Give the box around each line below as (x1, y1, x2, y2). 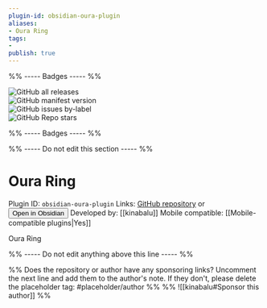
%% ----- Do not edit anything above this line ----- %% (8, 249, 194, 259)
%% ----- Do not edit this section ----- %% (8, 144, 154, 153)
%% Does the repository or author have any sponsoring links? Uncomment (8, 264, 257, 274)
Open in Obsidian (12, 209, 64, 218)
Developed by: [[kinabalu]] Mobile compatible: (69, 207, 224, 218)
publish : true (8, 49, 56, 57)
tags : (8, 34, 27, 43)
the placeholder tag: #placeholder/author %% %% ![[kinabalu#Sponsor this (8, 281, 260, 291)
